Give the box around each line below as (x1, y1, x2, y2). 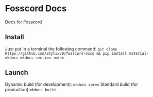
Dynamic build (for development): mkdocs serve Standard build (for (5, 81, 138, 87)
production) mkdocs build (5, 86, 56, 92)
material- (129, 51, 149, 56)
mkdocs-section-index (20, 55, 64, 60)
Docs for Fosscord (5, 19, 42, 25)
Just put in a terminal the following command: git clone (5, 46, 118, 51)
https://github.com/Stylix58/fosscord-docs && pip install (5, 51, 127, 56)
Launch (5, 68, 28, 77)
